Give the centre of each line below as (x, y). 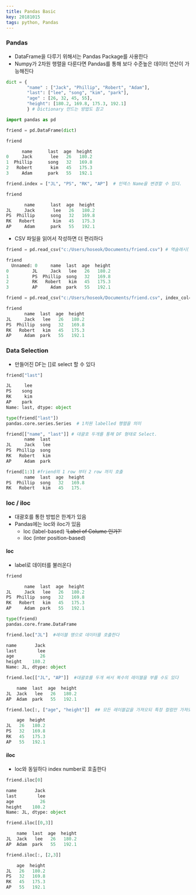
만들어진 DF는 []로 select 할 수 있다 (55, 364)
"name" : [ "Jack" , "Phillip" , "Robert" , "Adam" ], (88, 87)
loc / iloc (18, 503)
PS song (19, 391)
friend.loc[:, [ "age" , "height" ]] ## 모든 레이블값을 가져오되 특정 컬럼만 (92, 710)
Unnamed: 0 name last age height (61, 266)
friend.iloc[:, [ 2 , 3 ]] (34, 855)
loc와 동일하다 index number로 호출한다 (60, 769)
